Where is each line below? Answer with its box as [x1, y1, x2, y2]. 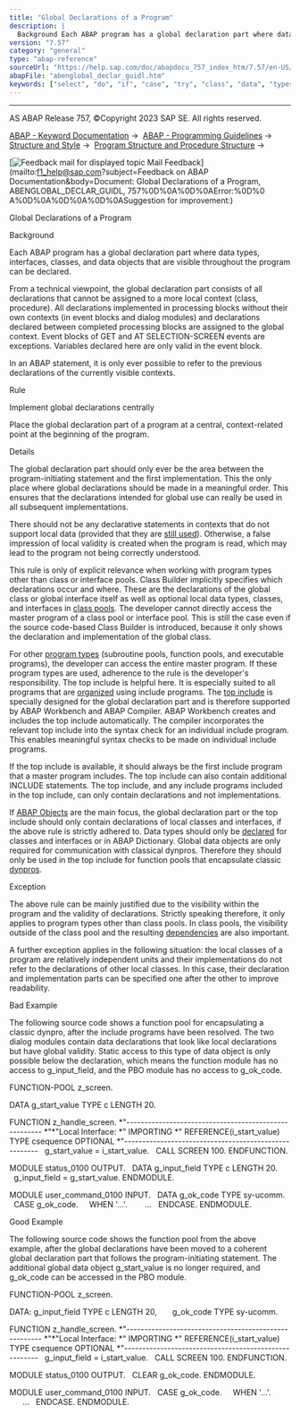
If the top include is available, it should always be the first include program [9, 761, 283, 771]
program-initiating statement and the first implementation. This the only [9, 473, 272, 483]
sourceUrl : [9, 64, 50, 72]
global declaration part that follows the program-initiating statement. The [9, 1252, 277, 1263]
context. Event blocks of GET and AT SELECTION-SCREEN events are [9, 330, 265, 341]
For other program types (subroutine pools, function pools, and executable [9, 648, 284, 659]
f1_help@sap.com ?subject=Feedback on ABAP [37, 166, 209, 177]
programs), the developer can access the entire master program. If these [9, 658, 278, 669]
